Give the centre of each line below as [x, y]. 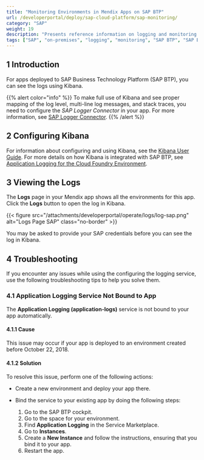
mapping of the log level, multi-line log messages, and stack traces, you [96, 104]
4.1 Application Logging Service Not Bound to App [81, 296]
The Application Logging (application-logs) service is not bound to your [98, 309]
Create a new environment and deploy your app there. [83, 388]
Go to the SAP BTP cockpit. [58, 412]
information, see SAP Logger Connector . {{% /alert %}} [75, 117]
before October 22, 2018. [38, 349]
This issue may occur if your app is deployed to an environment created [96, 343]
